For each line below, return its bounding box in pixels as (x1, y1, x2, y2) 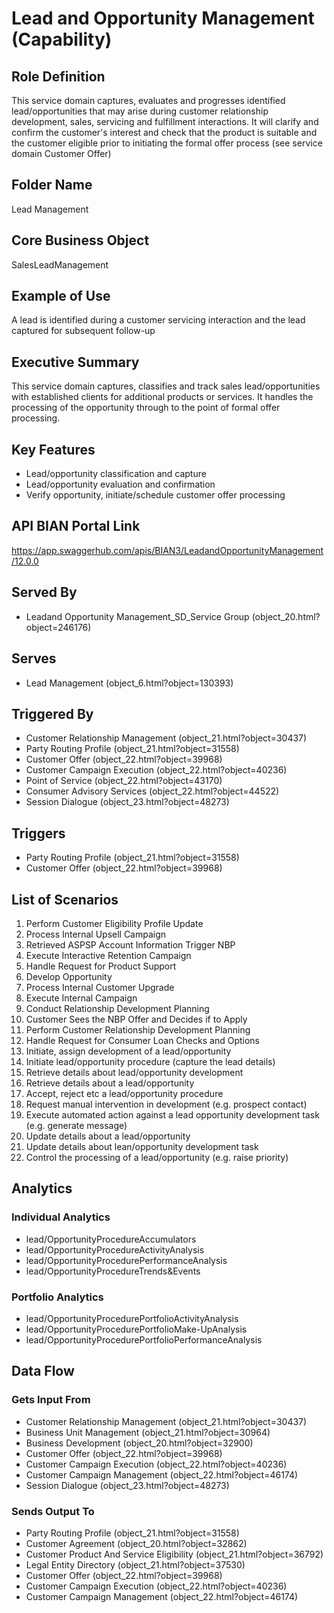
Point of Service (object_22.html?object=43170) (25, 775, 223, 787)
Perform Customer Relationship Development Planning (25, 1023, 251, 1036)
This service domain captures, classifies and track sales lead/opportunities (11, 380, 321, 392)
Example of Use (11, 288, 111, 305)
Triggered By (11, 705, 94, 722)
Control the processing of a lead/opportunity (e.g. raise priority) (25, 1151, 289, 1163)
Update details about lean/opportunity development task (25, 1140, 259, 1152)
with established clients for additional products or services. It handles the (11, 391, 314, 403)
